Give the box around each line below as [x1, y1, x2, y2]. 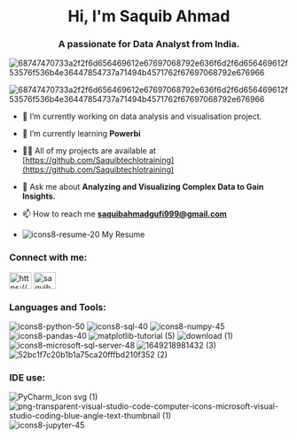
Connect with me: [9, 251, 88, 263]
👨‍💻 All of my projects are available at [21, 145, 157, 156]
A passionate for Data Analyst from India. [58, 38, 240, 51]
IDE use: [9, 372, 46, 383]
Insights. [21, 191, 56, 201]
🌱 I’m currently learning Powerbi [21, 129, 141, 139]
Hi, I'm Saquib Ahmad [67, 6, 231, 27]
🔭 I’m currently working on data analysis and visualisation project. [21, 111, 262, 122]
